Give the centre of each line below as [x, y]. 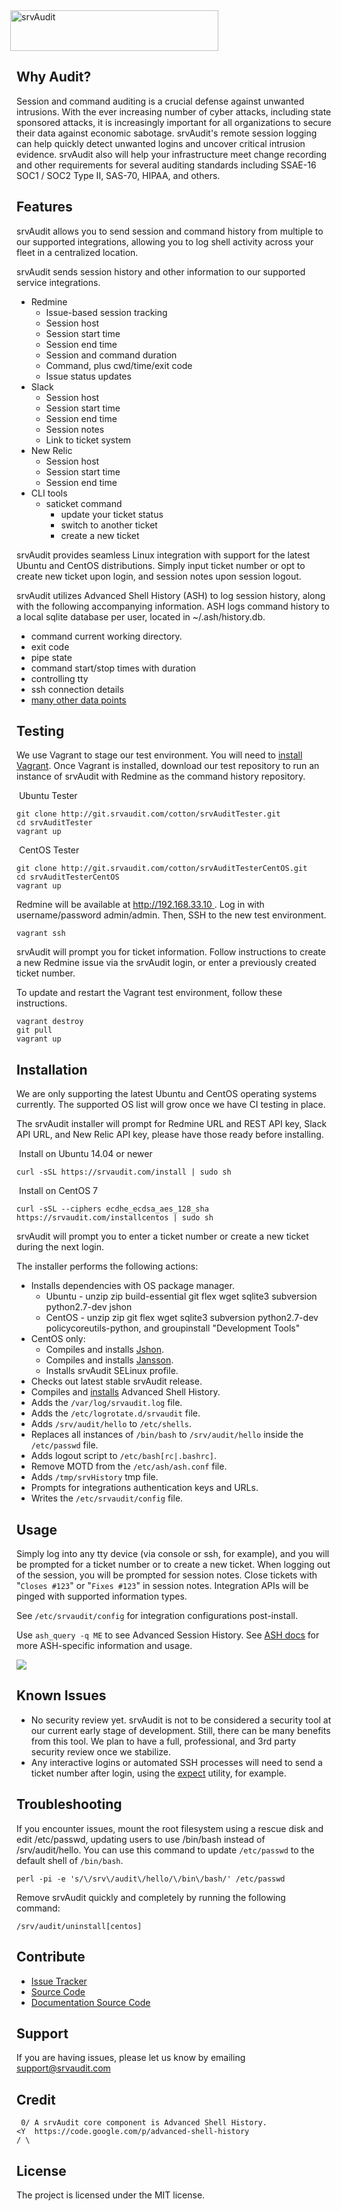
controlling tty [59, 678]
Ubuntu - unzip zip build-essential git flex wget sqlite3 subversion [181, 1296]
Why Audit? [54, 77]
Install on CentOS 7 [58, 1191]
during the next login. [60, 1247]
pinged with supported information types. [102, 1596]
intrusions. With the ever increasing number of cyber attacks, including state [174, 111]
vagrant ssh [41, 934]
